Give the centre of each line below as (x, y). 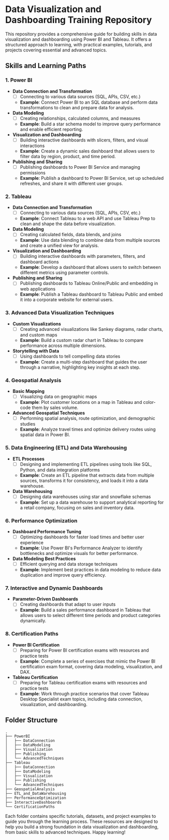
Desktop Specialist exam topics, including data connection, (81, 699)
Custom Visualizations (37, 324)
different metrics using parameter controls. (64, 272)
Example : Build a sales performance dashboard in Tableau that (85, 610)
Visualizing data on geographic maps (58, 397)
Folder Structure (31, 720)
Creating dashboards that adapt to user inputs (68, 604)
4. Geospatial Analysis (33, 380)
